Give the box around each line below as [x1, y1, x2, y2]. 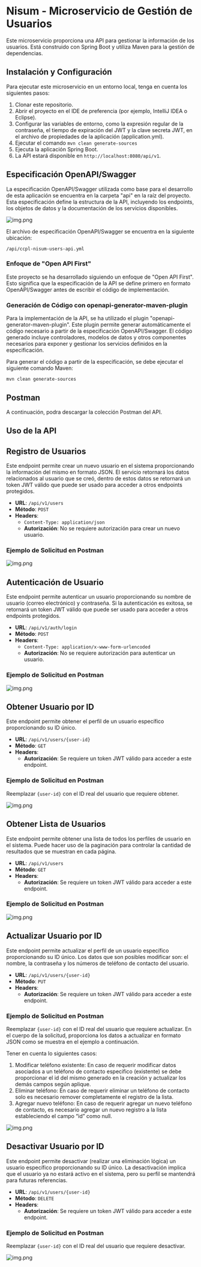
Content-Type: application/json [23, 519, 105, 526]
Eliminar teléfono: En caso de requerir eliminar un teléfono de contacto [14, 1087, 190, 1094]
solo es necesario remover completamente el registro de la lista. [14, 1093, 174, 1100]
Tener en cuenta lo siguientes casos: [6, 1050, 97, 1057]
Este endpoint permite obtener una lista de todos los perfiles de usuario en [6, 835, 191, 842]
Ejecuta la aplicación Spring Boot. [14, 145, 98, 153]
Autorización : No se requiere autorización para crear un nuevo [23, 525, 180, 532]
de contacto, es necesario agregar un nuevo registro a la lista [14, 1106, 167, 1113]
